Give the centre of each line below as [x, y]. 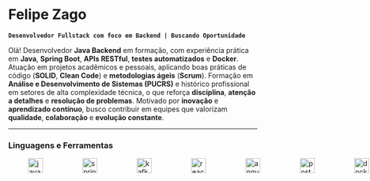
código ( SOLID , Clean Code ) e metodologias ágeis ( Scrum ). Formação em [130, 75]
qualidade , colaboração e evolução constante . [86, 117]
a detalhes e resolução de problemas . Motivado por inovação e [113, 100]
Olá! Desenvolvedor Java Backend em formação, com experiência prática [128, 50]
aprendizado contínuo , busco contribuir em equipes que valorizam [118, 109]
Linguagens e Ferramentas [60, 145]
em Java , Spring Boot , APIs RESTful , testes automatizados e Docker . [123, 58]
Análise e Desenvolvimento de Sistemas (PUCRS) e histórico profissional [129, 84]
